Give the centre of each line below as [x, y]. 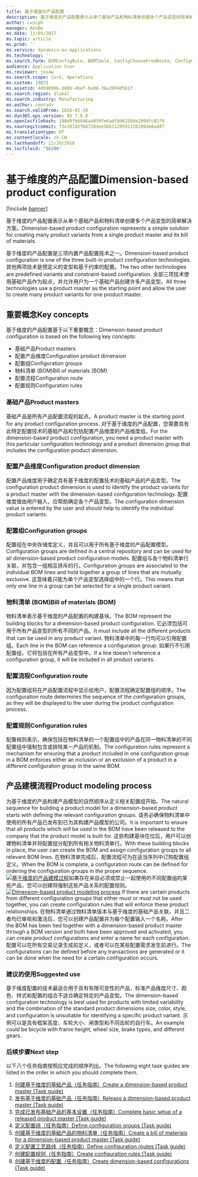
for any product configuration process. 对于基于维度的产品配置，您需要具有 [98, 423]
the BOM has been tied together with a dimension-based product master [94, 925]
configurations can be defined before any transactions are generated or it [95, 951]
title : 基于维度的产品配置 [35, 11]
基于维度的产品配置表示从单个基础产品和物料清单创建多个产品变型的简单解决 [99, 221]
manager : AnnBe [25, 28]
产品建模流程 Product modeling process [79, 786]
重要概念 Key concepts [47, 314]
